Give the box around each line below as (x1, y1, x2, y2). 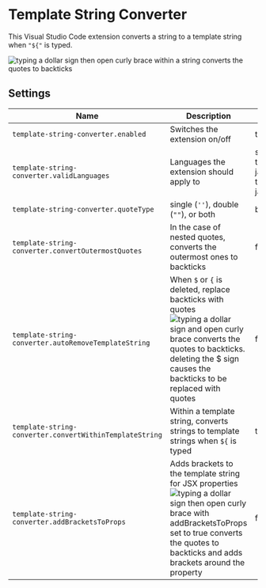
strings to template (169, 425, 240, 436)
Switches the (169, 123, 218, 135)
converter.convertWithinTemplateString (12, 430, 162, 439)
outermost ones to (169, 251, 238, 262)
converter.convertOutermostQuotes (12, 246, 142, 255)
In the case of (169, 222, 222, 233)
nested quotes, (169, 231, 226, 242)
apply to (169, 176, 200, 187)
